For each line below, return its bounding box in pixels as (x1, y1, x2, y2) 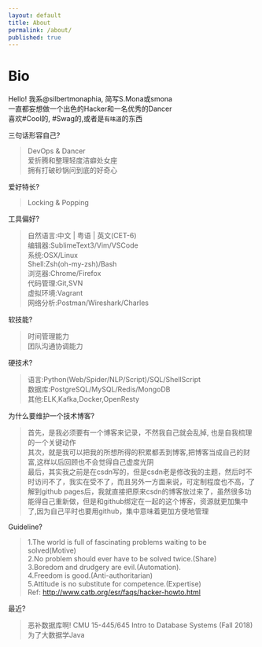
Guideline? (8, 522, 43, 531)
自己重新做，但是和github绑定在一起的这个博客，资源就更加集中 (41, 497, 249, 506)
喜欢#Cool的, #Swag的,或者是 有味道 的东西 (8, 114, 143, 123)
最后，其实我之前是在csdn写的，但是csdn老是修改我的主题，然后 (27, 467, 239, 476)
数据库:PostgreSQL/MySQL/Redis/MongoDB (27, 384, 171, 394)
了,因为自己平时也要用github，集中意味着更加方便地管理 (27, 506, 209, 516)
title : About (8, 19, 51, 27)
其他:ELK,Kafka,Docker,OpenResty (27, 395, 140, 404)
